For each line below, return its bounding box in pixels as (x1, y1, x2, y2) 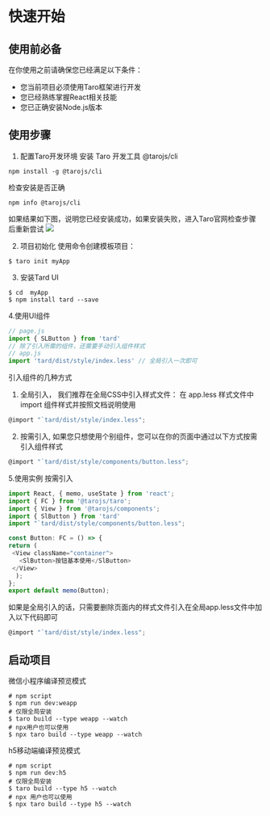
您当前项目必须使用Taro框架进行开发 (19, 82, 142, 91)
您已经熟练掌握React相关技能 (19, 92, 118, 102)
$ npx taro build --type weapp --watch (8, 730, 143, 738)
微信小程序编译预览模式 (8, 676, 86, 685)
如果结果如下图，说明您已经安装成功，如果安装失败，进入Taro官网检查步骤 (8, 213, 256, 223)
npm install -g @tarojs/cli (8, 167, 103, 175)
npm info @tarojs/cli (8, 199, 81, 207)
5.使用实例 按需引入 (8, 473, 73, 483)
